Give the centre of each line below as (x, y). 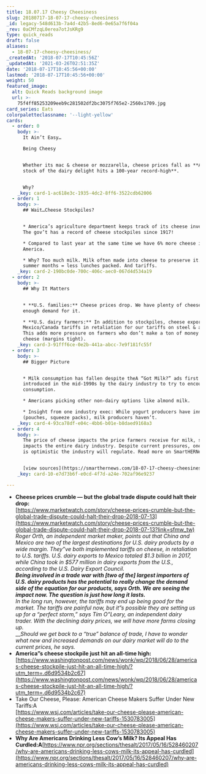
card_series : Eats (30, 109)
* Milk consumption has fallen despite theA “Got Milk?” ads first (111, 378)
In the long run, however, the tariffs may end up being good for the (99, 601)
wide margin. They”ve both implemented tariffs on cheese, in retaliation (106, 549)
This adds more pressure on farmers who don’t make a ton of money (111, 333)
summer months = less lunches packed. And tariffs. (90, 266)
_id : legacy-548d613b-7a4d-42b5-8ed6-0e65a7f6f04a (72, 23)
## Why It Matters (46, 288)
